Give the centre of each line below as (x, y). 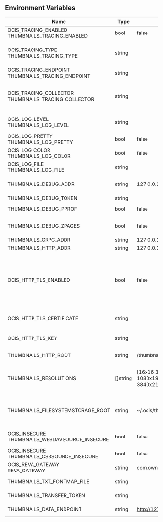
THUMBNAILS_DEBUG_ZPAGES (44, 226)
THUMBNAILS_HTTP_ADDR (39, 248)
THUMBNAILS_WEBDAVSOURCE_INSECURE (58, 439)
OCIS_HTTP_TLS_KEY (33, 338)
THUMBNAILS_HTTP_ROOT (39, 355)
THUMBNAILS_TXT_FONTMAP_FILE (49, 481)
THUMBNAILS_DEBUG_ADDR (41, 184)
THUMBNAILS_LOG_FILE (36, 170)
